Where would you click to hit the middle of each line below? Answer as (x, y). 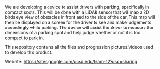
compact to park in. (24, 38)
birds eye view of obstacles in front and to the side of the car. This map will (80, 17)
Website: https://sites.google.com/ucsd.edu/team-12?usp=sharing (71, 62)
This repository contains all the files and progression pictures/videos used (79, 47)
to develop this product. (29, 52)
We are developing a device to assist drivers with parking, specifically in (77, 7)
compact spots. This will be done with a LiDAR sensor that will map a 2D (77, 12)
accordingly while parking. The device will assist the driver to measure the (79, 28)
